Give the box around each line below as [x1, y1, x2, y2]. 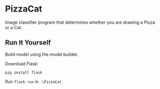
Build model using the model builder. [5, 51, 79, 57]
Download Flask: [5, 60, 39, 66]
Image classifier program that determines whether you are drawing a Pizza [5, 19, 155, 25]
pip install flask [5, 70, 42, 75]
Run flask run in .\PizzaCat [5, 78, 62, 84]
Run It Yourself [5, 39, 51, 47]
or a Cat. [5, 24, 23, 30]
